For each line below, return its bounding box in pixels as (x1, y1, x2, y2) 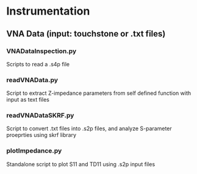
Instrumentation (6, 4, 90, 18)
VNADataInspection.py (6, 47, 77, 55)
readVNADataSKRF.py (6, 111, 74, 120)
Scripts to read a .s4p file (6, 60, 70, 68)
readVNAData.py (6, 75, 59, 84)
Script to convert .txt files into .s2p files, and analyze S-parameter (6, 125, 172, 132)
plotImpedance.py (6, 147, 62, 155)
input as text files (6, 96, 50, 103)
